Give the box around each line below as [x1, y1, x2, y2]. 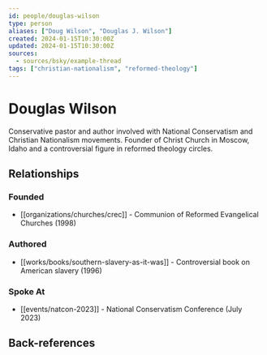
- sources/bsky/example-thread [15, 58, 122, 66]
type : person [8, 19, 53, 28]
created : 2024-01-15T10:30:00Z [8, 34, 114, 43]
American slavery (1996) [19, 265, 103, 276]
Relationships [8, 167, 80, 181]
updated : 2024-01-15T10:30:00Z [8, 42, 114, 50]
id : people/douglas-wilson [8, 11, 100, 20]
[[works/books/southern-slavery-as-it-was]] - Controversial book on [19, 257, 250, 267]
